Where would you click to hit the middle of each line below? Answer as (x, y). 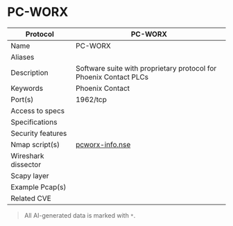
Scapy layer (30, 175)
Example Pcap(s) (38, 186)
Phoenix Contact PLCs (112, 77)
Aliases (23, 57)
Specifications (34, 122)
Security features (39, 133)
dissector (26, 164)
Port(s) (22, 99)
